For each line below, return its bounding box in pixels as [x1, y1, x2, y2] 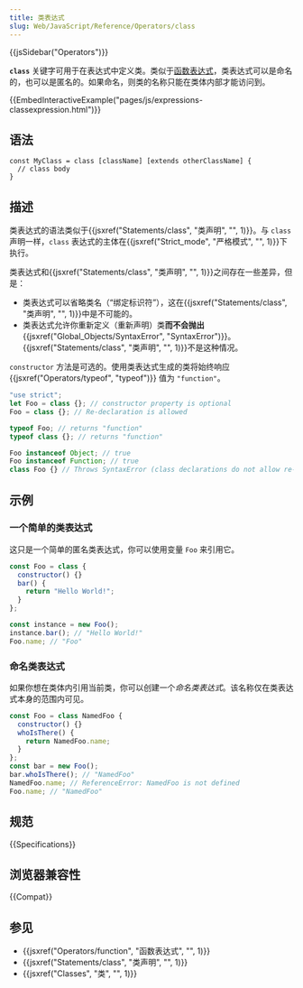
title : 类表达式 [9, 13, 65, 23]
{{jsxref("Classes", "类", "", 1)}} [22, 968, 138, 979]
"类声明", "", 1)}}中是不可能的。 [22, 309, 138, 319]
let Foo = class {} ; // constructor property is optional [9, 399, 232, 408]
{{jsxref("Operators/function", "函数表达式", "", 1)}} [22, 946, 210, 956]
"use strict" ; [9, 391, 63, 400]
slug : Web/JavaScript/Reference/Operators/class [9, 22, 196, 31]
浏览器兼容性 [9, 867, 81, 882]
